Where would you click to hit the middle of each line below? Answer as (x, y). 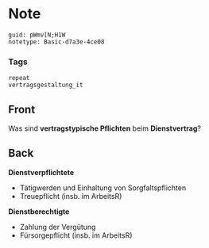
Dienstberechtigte (39, 212)
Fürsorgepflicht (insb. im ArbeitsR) (76, 235)
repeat (19, 78)
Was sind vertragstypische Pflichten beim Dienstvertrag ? (104, 128)
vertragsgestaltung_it (46, 85)
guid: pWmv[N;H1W (37, 35)
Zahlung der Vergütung (58, 227)
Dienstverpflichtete (41, 172)
